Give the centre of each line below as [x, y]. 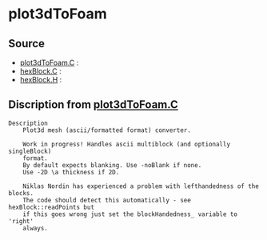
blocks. [21, 193]
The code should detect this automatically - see [107, 200]
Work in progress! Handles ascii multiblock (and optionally [126, 144]
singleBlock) [30, 151]
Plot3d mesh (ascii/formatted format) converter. [107, 130]
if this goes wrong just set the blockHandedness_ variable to [130, 214]
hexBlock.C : [40, 71]
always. [35, 228]
